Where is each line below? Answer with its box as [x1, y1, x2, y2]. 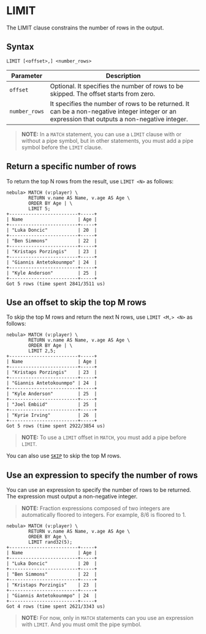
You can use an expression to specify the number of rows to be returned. [6, 486, 191, 494]
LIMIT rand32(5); [28, 539, 72, 546]
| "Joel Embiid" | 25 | [6, 402, 97, 408]
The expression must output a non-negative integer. [6, 493, 138, 500]
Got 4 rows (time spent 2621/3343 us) [6, 603, 105, 610]
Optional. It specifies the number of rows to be [50, 82, 184, 90]
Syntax [6, 42, 34, 52]
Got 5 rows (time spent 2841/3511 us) [6, 280, 105, 287]
